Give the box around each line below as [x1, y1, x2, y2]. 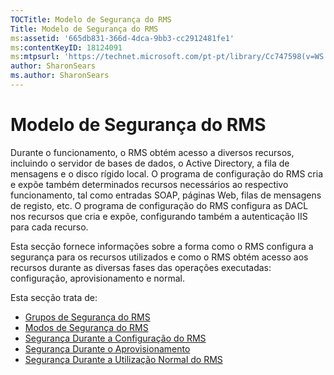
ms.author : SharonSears [10, 71, 110, 81]
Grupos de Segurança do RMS [24, 311, 151, 323]
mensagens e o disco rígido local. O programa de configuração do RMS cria [10, 167, 324, 180]
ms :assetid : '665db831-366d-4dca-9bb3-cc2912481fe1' [10, 33, 235, 43]
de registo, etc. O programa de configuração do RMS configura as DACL [10, 199, 309, 211]
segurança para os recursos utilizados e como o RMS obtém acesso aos [10, 251, 309, 263]
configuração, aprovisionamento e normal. [10, 272, 186, 284]
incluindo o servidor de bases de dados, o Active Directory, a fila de [10, 157, 290, 169]
